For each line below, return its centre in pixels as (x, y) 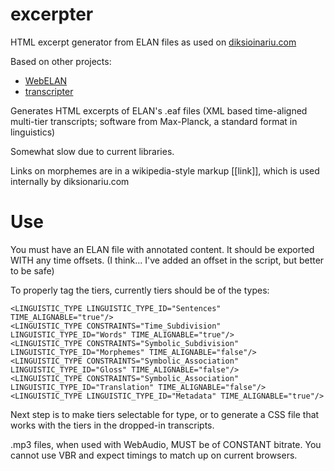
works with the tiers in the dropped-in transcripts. (112, 425)
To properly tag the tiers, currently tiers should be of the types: (140, 290)
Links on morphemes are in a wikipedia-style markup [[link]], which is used (165, 170)
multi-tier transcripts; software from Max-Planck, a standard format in (154, 121)
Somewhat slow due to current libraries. (92, 151)
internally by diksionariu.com (70, 181)
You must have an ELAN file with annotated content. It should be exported (162, 249)
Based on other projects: (61, 61)
